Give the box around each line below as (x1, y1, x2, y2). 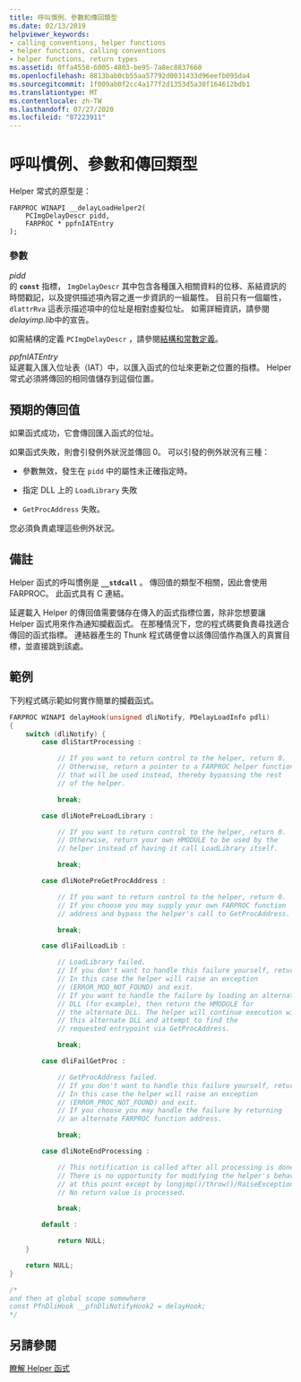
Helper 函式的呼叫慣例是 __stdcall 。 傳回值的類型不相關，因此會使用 (9, 577, 268, 588)
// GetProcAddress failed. (56, 1072, 159, 1082)
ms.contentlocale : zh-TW (9, 96, 102, 106)
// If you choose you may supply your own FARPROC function (56, 901, 287, 910)
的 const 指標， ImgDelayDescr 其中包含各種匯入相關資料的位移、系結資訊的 (9, 281, 287, 292)
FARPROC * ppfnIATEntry (25, 219, 115, 228)
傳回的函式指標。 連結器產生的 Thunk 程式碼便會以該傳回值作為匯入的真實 (9, 629, 283, 640)
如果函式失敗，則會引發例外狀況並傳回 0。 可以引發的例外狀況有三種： (9, 447, 271, 458)
